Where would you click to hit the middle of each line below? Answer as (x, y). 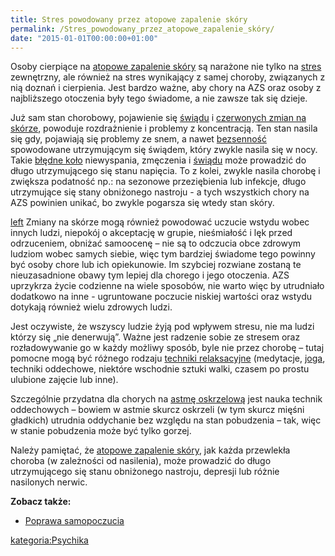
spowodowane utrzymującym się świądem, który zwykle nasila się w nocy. (164, 150)
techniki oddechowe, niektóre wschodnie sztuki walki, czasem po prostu (160, 369)
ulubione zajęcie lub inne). (64, 380)
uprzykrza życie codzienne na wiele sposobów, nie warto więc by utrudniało (167, 286)
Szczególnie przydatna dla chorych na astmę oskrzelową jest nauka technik (166, 399)
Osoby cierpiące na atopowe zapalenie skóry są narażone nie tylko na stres (166, 67)
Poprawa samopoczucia (74, 521)
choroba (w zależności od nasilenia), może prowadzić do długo (141, 461)
